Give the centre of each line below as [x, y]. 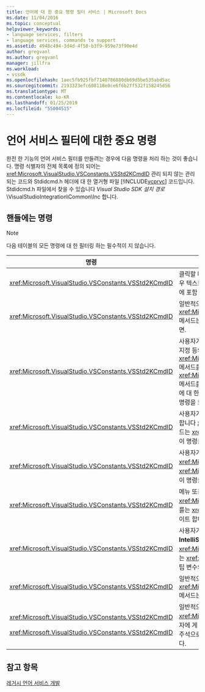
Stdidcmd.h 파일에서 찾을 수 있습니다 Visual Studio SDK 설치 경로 [86, 189]
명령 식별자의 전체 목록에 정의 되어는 [57, 166]
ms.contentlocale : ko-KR [38, 97]
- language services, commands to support [61, 40]
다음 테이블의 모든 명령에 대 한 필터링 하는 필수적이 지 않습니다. [81, 246]
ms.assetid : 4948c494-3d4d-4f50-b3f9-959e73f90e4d [72, 46]
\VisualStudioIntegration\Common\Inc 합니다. [62, 197]
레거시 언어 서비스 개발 [33, 683]
